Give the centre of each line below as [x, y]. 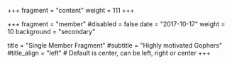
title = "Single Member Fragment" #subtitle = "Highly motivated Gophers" [115, 45]
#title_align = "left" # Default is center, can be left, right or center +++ [109, 53]
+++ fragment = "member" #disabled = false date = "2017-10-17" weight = [116, 24]
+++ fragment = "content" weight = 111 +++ [71, 10]
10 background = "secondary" [51, 32]
